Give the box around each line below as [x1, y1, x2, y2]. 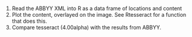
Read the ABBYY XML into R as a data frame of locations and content [11, 5, 182, 12]
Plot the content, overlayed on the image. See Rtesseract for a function [11, 11, 187, 18]
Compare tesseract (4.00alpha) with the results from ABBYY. [11, 24, 162, 31]
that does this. [11, 17, 48, 25]
